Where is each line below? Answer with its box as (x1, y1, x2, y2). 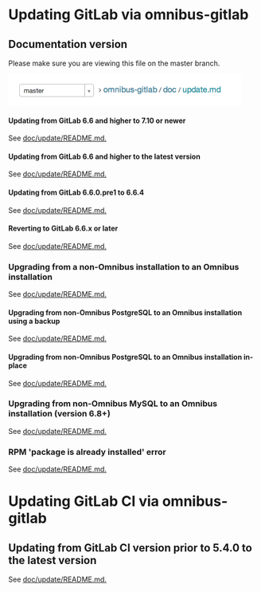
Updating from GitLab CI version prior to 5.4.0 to (8, 541, 252, 555)
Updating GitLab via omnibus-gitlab (8, 6, 249, 24)
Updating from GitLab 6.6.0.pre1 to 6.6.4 (8, 187, 145, 197)
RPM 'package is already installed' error (8, 446, 166, 457)
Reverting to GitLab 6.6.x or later (8, 223, 119, 233)
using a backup (8, 316, 60, 326)
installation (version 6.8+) (8, 408, 111, 420)
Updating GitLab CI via (8, 492, 159, 511)
